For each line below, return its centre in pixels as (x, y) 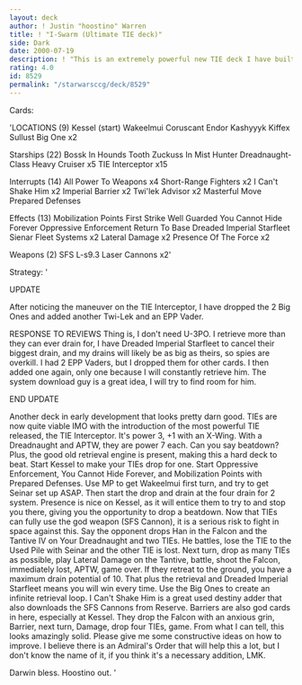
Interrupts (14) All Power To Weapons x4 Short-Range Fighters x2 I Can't (144, 182)
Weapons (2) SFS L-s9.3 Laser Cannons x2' (90, 254)
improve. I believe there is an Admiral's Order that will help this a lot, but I (145, 645)
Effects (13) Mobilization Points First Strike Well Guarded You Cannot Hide (146, 218)
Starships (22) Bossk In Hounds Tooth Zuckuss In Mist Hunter (124, 155)
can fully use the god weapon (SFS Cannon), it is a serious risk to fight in (144, 521)
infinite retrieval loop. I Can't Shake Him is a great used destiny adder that (146, 598)
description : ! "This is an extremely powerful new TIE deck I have (140, 59)
